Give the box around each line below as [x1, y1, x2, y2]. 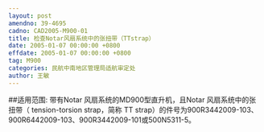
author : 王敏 [8, 72, 50, 80]
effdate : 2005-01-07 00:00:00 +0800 [8, 49, 131, 57]
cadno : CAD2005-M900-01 [8, 27, 89, 35]
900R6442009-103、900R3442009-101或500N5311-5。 [8, 114, 196, 125]
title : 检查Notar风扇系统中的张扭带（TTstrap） [8, 34, 155, 43]
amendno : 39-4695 [8, 19, 67, 27]
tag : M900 [8, 57, 42, 65]
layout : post [8, 11, 52, 20]
